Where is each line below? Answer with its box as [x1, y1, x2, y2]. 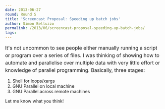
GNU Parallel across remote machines [12, 89, 90, 94]
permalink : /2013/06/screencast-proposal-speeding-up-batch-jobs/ [5, 26, 145, 31]
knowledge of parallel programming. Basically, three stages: [5, 67, 145, 73]
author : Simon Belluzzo [5, 21, 55, 26]
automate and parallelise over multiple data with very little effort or [5, 59, 160, 66]
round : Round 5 [5, 12, 37, 17]
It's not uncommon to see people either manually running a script [5, 45, 158, 51]
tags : [5, 30, 16, 35]
